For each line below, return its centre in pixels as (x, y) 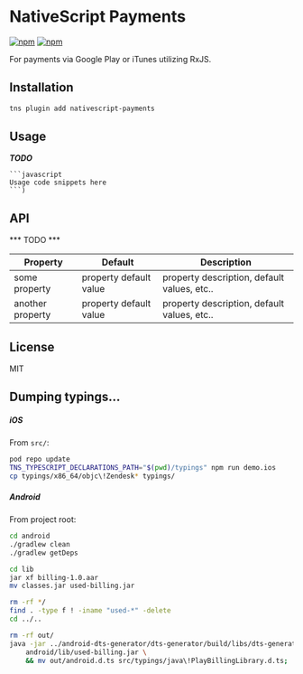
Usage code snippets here (58, 183)
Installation (41, 88)
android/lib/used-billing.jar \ (86, 652)
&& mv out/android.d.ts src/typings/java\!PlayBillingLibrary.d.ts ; (157, 660)
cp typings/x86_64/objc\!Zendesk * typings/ (92, 476)
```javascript (36, 175)
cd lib (22, 569)
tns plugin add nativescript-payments (82, 108)
